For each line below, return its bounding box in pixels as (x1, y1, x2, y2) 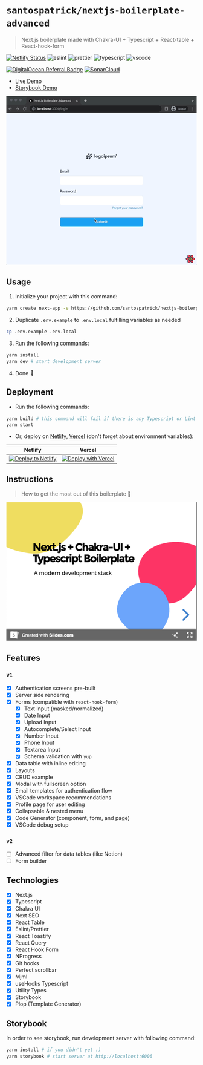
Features (6, 652, 40, 663)
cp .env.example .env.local (6, 329, 77, 335)
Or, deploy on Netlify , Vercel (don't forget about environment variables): (14, 433, 194, 440)
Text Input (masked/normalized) (24, 705, 104, 712)
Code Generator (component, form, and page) (14, 814, 130, 822)
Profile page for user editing (14, 801, 85, 808)
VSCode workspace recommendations (14, 793, 112, 801)
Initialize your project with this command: (14, 293, 118, 300)
